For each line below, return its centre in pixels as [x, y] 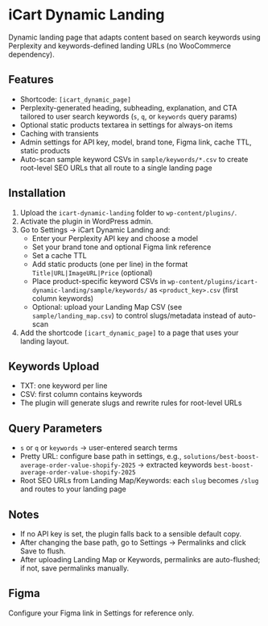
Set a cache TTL [59, 255]
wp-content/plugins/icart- [213, 282]
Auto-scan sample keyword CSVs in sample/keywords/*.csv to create [134, 159]
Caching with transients [59, 133]
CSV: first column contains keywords [81, 394]
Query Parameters [56, 428]
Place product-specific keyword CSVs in [99, 281]
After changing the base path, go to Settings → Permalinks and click [133, 543]
